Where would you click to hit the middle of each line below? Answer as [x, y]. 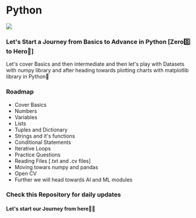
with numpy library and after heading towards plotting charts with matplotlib [97, 71]
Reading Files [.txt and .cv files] [53, 161]
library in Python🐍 [28, 76]
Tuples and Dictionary [41, 129]
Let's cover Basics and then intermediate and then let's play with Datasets [95, 64]
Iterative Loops [32, 148]
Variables [26, 117]
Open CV [25, 173]
